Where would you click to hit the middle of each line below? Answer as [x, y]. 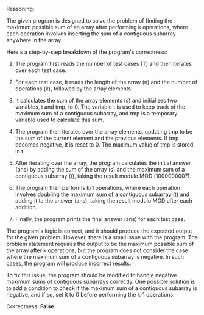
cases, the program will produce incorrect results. [69, 263]
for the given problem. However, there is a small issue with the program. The [102, 237]
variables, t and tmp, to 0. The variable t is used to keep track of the [100, 107]
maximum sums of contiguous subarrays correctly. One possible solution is [101, 281]
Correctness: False [30, 306]
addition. [26, 207]
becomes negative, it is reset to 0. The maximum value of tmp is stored [104, 145]
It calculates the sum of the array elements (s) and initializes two [96, 100]
